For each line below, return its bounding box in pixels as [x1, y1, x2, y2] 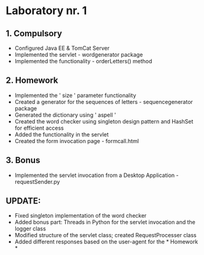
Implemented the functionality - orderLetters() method [14, 58, 152, 65]
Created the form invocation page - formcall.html [14, 137, 139, 144]
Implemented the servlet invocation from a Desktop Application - [14, 171, 179, 179]
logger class [14, 225, 47, 232]
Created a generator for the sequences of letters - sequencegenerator [14, 98, 193, 105]
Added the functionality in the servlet [14, 130, 109, 138]
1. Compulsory [6, 28, 63, 39]
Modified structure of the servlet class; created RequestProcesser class [14, 232, 197, 239]
